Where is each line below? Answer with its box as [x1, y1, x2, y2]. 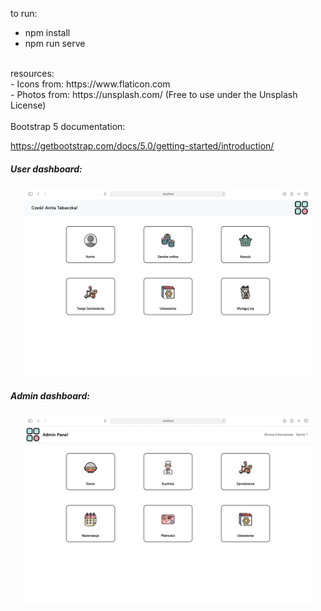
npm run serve [24, 38, 86, 49]
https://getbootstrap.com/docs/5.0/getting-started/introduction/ [10, 140, 275, 152]
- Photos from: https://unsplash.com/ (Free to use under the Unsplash [10, 89, 298, 100]
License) [10, 99, 47, 111]
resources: [10, 68, 55, 79]
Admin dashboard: [10, 389, 90, 402]
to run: [10, 8, 38, 19]
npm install [24, 27, 71, 38]
